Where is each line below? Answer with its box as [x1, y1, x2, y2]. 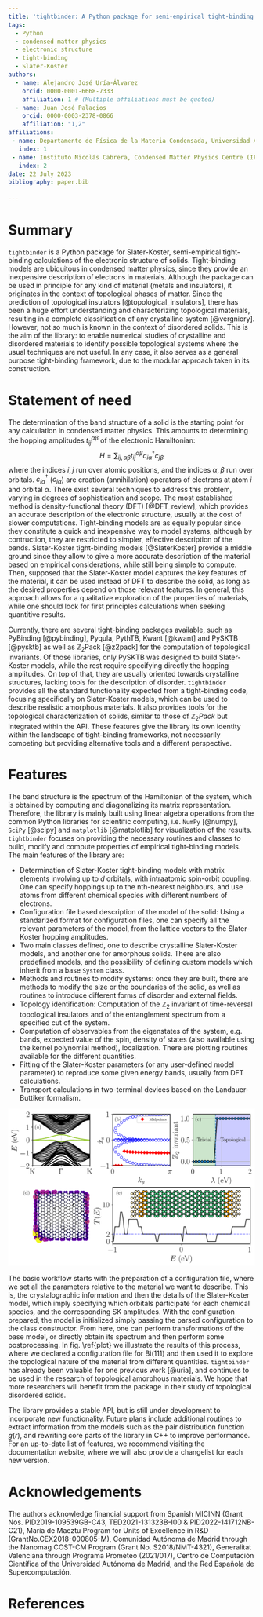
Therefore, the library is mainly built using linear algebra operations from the [8, 808, 254, 818]
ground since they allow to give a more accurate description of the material [8, 552, 250, 561]
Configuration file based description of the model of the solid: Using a [19, 907, 245, 916]
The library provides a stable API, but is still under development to [8, 1405, 221, 1414]
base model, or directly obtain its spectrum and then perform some [8, 1331, 225, 1341]
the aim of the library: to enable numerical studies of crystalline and [8, 330, 226, 340]
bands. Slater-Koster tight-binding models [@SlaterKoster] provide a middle [8, 543, 253, 553]
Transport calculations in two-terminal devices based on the [19, 1084, 214, 1094]
